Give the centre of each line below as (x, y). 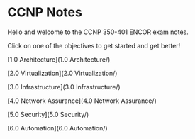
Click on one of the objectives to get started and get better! (94, 45)
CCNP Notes (45, 12)
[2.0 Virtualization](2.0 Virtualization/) (62, 73)
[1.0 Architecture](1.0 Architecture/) (59, 59)
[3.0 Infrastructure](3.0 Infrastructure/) (64, 87)
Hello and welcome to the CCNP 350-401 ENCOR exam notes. (98, 32)
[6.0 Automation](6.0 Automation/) (57, 128)
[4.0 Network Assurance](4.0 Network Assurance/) (82, 101)
